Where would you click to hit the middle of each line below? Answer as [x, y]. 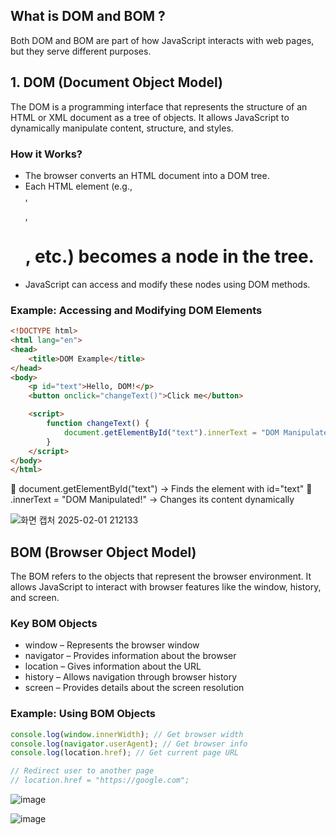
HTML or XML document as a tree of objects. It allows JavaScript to [150, 117]
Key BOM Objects [54, 624]
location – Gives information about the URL [113, 666]
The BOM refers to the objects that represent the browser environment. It [161, 576]
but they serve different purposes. [81, 51]
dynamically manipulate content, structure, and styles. [122, 128]
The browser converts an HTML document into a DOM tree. [147, 175]
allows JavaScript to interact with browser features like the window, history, [166, 587]
